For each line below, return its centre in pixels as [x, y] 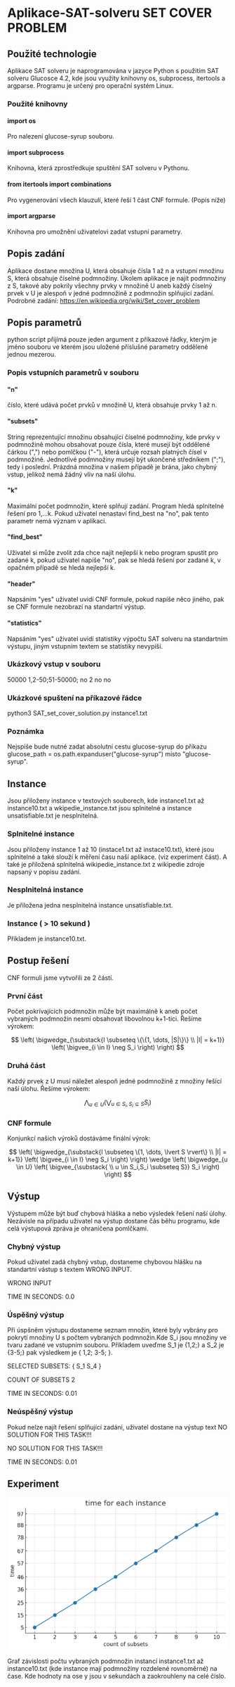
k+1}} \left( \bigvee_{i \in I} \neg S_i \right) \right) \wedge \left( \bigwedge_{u [118, 1159]
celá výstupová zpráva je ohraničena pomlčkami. [78, 1228]
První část [25, 995]
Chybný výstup [34, 1247]
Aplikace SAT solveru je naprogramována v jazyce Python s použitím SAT [113, 71]
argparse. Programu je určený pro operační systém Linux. [90, 85]
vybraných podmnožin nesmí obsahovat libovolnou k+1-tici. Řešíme [105, 1019]
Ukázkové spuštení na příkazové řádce [75, 698]
